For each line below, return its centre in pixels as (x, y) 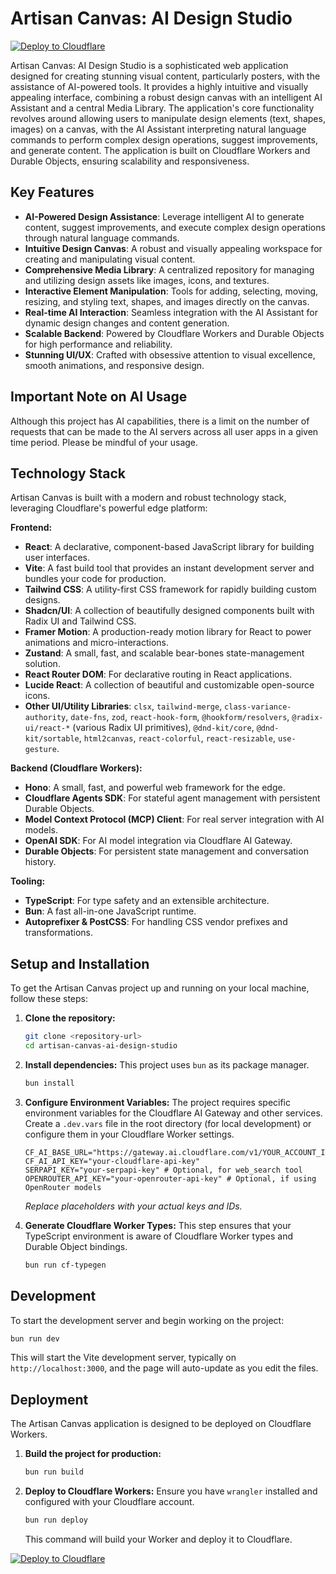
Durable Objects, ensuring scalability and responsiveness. (130, 161)
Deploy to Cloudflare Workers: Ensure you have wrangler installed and (171, 1491)
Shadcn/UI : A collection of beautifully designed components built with (169, 611)
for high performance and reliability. (98, 344)
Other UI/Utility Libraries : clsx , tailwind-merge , (123, 706)
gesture (40, 750)
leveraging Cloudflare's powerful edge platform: (109, 508)
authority (45, 718)
